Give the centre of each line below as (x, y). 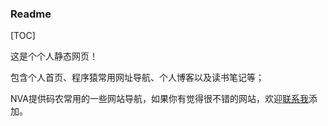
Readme (31, 14)
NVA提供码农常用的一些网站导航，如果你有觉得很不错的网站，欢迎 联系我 (159, 99)
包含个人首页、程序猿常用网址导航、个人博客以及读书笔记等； (137, 78)
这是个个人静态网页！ (54, 56)
